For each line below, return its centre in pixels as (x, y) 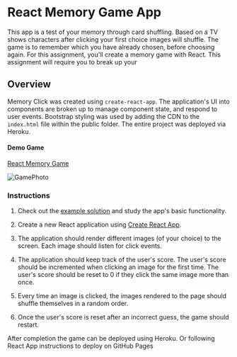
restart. (28, 325)
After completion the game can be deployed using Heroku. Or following (111, 339)
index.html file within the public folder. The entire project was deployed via (117, 124)
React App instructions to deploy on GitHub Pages (80, 346)
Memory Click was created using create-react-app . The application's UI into (118, 101)
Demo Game (26, 148)
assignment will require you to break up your (72, 62)
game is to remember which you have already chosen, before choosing (111, 47)
